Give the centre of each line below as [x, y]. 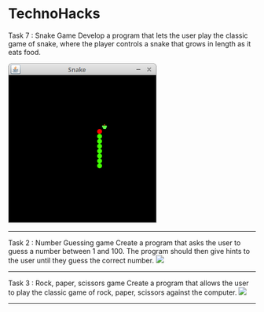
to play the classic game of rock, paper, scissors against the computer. [123, 292]
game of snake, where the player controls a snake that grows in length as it [130, 43]
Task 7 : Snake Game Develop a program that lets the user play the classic [128, 35]
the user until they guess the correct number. [81, 260]
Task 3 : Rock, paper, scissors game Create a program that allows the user [128, 283]
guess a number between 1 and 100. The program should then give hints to [129, 251]
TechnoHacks [54, 14]
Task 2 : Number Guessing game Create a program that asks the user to [125, 242]
